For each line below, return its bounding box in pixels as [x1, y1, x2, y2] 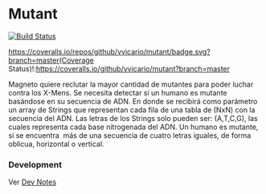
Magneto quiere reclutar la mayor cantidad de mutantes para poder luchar [8, 79, 254, 89]
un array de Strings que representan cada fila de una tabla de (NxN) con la [8, 105, 256, 115]
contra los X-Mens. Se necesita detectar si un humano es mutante [8, 87, 227, 97]
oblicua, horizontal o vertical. [8, 139, 104, 148]
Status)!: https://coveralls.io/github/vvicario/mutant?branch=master [8, 63, 231, 73]
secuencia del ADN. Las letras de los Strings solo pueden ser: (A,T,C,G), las [8, 113, 259, 123]
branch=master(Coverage [8, 55, 94, 65]
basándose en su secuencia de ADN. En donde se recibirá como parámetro [8, 96, 258, 106]
